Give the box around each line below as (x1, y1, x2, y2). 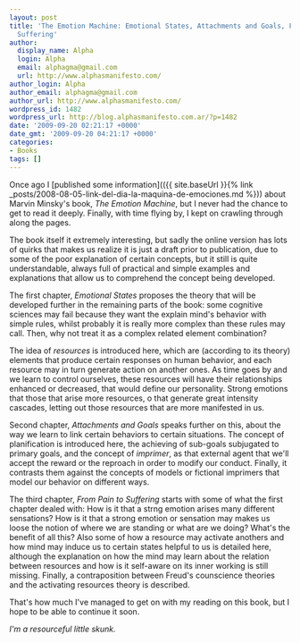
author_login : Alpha (9, 80, 87, 89)
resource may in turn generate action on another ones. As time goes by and (9, 364, 287, 375)
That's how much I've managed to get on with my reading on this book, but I (9, 596, 290, 607)
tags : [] (9, 154, 42, 164)
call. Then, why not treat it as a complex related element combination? (9, 327, 268, 338)
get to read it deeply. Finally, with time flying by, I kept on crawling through (9, 207, 284, 218)
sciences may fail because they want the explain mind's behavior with (9, 309, 267, 319)
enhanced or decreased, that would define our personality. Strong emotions (9, 383, 288, 393)
